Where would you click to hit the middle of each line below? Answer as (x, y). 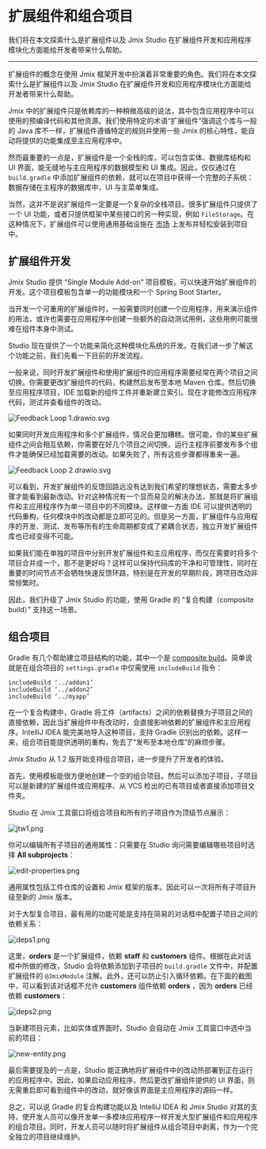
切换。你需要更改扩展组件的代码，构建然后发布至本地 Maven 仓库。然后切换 (132, 382)
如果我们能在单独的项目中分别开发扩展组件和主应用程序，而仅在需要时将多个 (133, 553)
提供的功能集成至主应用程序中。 (74, 141)
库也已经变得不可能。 (43, 536)
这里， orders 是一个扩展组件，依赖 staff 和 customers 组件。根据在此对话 (130, 956)
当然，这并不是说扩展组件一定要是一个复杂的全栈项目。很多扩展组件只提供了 (133, 204)
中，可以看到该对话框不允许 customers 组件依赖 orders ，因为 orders (123, 985)
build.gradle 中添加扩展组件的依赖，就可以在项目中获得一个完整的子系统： (131, 177)
